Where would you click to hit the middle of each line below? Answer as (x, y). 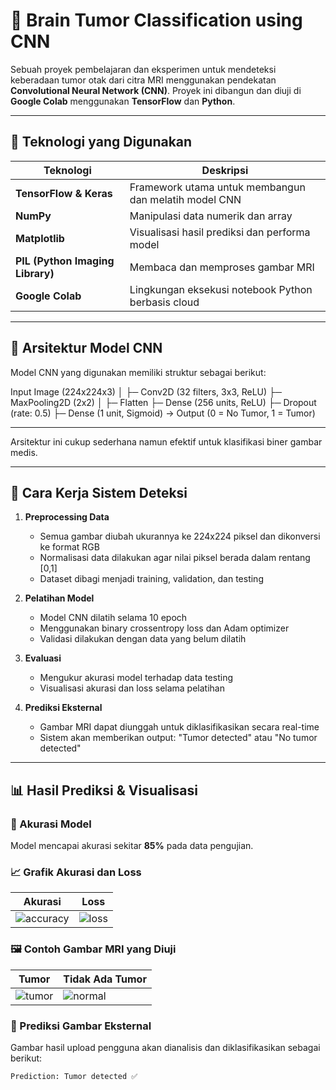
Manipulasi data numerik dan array (211, 216)
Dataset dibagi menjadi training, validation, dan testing (151, 579)
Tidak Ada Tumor (105, 979)
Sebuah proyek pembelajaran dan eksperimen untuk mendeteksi (143, 69)
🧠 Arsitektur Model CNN (86, 348)
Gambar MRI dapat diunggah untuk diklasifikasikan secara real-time (179, 727)
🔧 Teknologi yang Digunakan (101, 142)
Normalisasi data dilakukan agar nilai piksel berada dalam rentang (175, 558)
